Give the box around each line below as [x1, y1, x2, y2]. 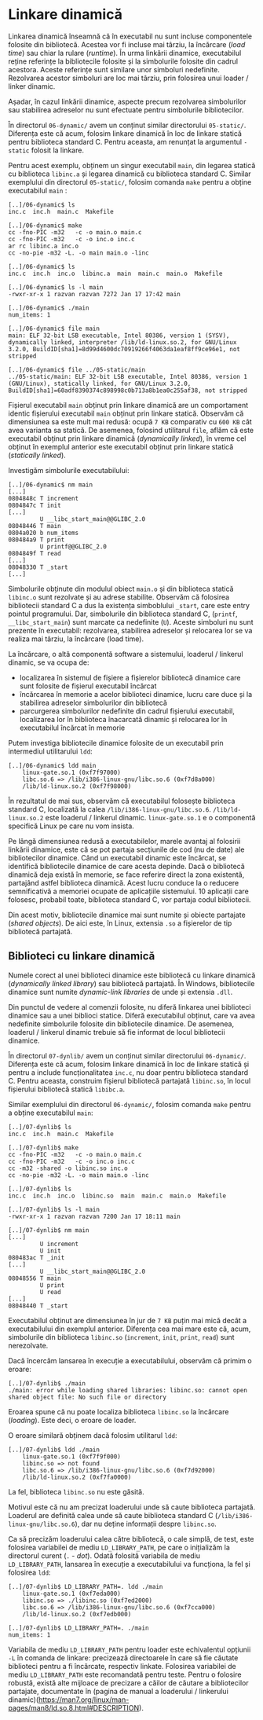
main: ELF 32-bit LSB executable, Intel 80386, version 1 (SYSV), [8, 332, 230, 339]
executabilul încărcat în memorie [19, 723, 126, 732]
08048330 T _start [8, 563, 68, 571]
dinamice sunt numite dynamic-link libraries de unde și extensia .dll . [8, 987, 233, 996]
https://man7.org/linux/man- [38, 1695, 130, 1704]
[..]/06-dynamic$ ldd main [8, 761, 97, 769]
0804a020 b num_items [8, 529, 79, 537]
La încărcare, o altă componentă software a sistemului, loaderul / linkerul [8, 649, 243, 658]
